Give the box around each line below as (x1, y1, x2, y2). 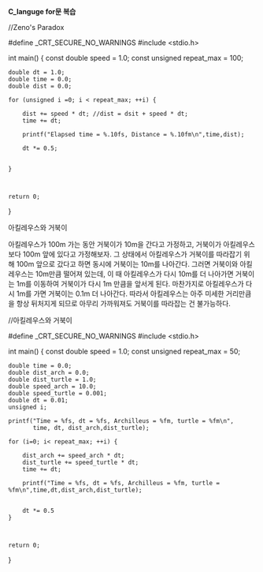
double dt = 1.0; (8, 69, 65, 77)
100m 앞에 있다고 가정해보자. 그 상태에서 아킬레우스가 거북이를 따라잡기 (22, 249, 243, 259)
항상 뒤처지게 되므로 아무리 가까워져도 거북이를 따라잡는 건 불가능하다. (16, 299, 231, 308)
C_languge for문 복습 (8, 7, 76, 16)
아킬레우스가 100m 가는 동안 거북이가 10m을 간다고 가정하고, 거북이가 (8, 240, 222, 249)
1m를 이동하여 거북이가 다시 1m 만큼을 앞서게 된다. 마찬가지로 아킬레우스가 (16, 279, 244, 288)
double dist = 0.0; (8, 82, 72, 90)
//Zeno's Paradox (8, 23, 65, 32)
